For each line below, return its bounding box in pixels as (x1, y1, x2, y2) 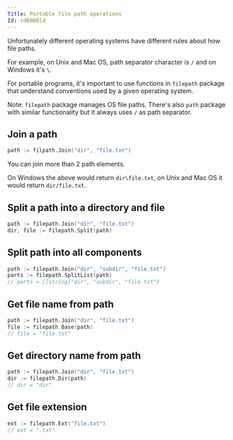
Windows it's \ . (7, 65, 52, 74)
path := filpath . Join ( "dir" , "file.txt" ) (7, 147, 132, 154)
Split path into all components (7, 247, 142, 259)
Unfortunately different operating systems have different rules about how (7, 36, 221, 45)
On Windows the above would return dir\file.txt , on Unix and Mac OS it (7, 174, 223, 182)
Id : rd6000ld (7, 17, 46, 24)
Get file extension (7, 401, 87, 413)
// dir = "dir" (7, 382, 52, 389)
